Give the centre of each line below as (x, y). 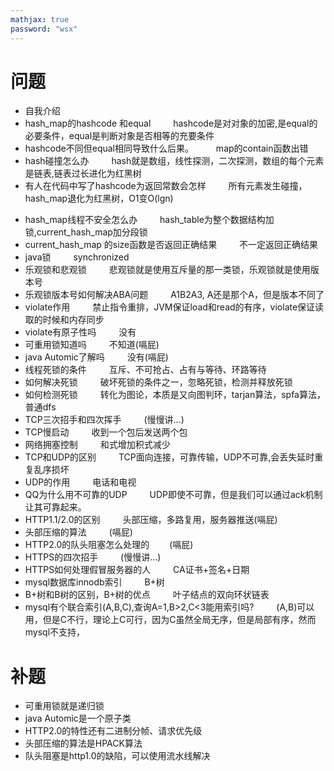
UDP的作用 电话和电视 (80, 482)
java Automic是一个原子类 (78, 718)
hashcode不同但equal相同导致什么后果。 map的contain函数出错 (166, 148)
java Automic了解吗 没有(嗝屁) (96, 357)
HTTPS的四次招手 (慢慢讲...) (93, 557)
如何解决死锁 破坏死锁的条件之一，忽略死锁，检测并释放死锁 (158, 382)
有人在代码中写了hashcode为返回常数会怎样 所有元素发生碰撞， (166, 186)
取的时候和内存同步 (64, 320)
